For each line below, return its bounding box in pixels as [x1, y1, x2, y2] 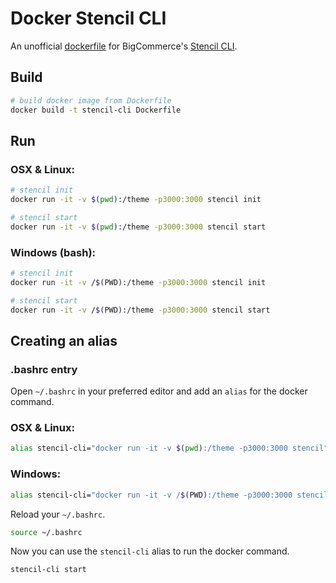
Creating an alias [10, 332, 118, 349]
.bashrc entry [10, 362, 78, 376]
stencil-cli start [10, 565, 87, 575]
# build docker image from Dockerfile [10, 95, 172, 106]
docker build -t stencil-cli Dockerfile [10, 105, 182, 115]
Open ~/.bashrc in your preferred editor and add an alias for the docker [10, 385, 308, 397]
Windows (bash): [10, 245, 97, 259]
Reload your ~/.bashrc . [10, 508, 106, 520]
